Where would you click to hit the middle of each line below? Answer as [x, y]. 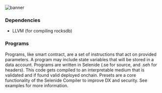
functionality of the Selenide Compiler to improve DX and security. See [76, 80]
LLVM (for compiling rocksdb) [42, 31]
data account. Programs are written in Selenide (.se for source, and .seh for [81, 65]
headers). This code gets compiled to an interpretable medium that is [75, 70]
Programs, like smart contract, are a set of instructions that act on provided [81, 54]
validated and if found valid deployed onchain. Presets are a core [70, 75]
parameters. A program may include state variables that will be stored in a [80, 59]
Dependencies [23, 20]
